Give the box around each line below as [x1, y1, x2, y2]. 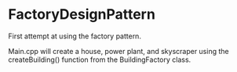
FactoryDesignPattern [8, 5, 155, 23]
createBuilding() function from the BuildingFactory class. [8, 55, 191, 64]
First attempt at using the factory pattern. [8, 31, 141, 41]
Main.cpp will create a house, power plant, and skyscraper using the [8, 46, 229, 56]
